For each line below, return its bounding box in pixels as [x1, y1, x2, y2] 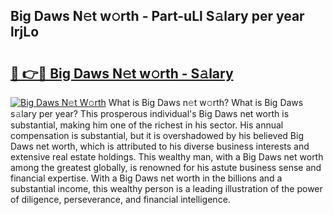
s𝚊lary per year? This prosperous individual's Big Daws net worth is [10, 108, 290, 119]
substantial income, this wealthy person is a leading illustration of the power [10, 183, 323, 194]
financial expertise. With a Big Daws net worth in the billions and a [10, 172, 283, 184]
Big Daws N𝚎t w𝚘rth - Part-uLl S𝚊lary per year [10, 8, 305, 25]
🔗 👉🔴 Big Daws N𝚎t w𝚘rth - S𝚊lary [10, 65, 234, 82]
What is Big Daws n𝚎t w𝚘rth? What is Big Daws [108, 97, 304, 108]
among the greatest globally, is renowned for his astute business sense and [10, 162, 322, 173]
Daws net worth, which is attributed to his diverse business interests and [10, 140, 310, 152]
